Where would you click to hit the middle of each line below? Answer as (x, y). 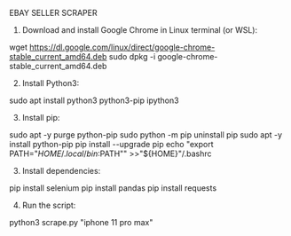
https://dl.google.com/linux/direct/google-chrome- (122, 47)
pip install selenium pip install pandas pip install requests (113, 188)
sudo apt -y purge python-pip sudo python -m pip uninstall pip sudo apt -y (145, 135)
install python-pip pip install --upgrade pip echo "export (112, 144)
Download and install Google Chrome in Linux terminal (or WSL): (140, 30)
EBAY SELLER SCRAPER (53, 13)
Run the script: (49, 205)
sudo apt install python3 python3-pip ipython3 (94, 100)
